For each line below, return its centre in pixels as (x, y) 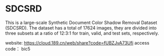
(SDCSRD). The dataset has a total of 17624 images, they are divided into (81, 27)
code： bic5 (18, 48)
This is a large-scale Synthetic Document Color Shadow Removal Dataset (81, 22)
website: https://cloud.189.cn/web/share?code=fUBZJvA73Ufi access (77, 42)
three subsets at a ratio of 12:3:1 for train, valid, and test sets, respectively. (82, 33)
